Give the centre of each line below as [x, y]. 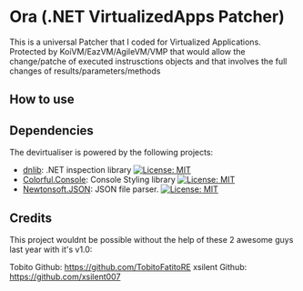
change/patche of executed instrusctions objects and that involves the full [148, 61]
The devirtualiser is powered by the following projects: [111, 153]
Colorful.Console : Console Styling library [99, 180]
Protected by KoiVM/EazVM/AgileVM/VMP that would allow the [127, 51]
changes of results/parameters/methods [85, 71]
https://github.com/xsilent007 [65, 276]
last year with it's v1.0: [51, 249]
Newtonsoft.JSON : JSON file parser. [91, 189]
